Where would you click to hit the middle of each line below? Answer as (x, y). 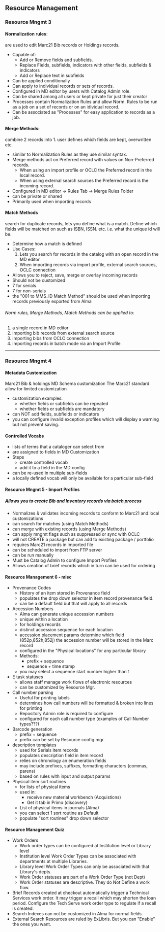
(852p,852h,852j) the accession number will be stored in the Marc (86, 640)
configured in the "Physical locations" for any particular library (83, 651)
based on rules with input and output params (65, 776)
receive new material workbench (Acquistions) (74, 797)
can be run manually (33, 555)
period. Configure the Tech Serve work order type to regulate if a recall (84, 903)
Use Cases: (24, 249)
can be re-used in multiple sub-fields (50, 473)
